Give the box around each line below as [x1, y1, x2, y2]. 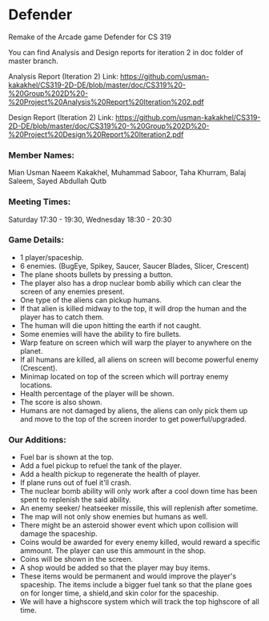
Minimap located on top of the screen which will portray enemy [19, 371, 229, 381]
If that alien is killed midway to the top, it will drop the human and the [19, 303, 247, 313]
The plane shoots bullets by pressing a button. [19, 270, 174, 279]
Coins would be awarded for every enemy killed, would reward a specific [19, 538, 261, 547]
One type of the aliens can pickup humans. [19, 294, 163, 305]
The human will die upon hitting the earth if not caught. [19, 320, 202, 330]
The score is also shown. [19, 397, 102, 407]
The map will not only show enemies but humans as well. [19, 512, 208, 522]
